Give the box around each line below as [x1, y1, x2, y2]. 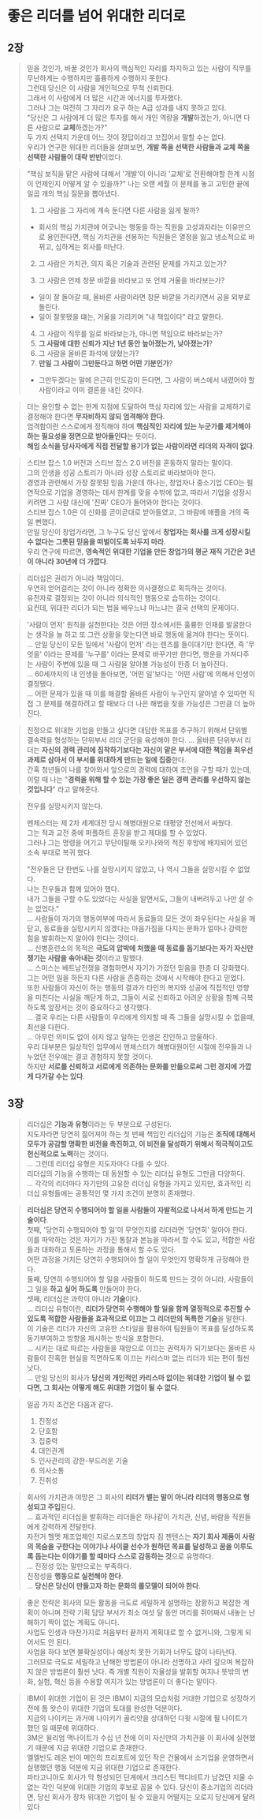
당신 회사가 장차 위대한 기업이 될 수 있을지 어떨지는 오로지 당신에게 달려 [37, 1792, 256, 1802]
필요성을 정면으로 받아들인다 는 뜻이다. [41, 432, 157, 440]
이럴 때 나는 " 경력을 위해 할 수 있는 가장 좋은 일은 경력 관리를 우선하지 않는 [26, 775, 251, 784]
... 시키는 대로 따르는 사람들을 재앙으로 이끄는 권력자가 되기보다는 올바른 [26, 1343, 247, 1353]
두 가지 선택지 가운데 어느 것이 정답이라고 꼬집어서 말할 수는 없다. [26, 133, 226, 142]
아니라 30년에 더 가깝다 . [34, 557, 109, 566]
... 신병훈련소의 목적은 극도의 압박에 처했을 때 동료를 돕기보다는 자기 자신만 [26, 944, 254, 953]
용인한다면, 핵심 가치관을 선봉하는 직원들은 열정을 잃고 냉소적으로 [46, 232, 247, 241]
